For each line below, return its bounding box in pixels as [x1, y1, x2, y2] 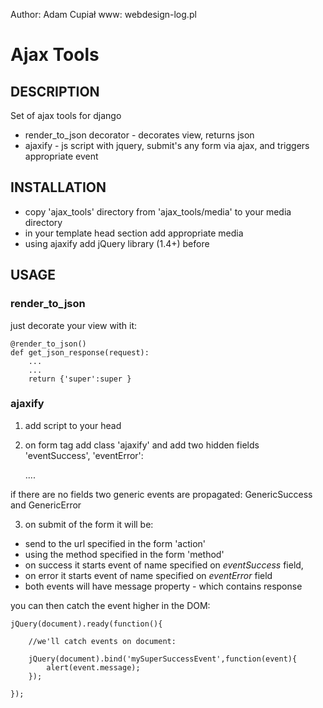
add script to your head [24, 419, 122, 431]
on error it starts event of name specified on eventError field [24, 569, 273, 581]
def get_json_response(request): [10, 347, 150, 358]
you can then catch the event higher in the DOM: [10, 599, 211, 611]
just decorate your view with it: [10, 319, 138, 331]
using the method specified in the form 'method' [24, 548, 225, 560]
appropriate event [24, 150, 99, 162]
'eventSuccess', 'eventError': [24, 449, 144, 461]
